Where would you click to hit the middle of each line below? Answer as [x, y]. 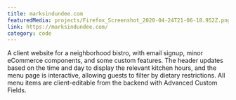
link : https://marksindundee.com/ [58, 27]
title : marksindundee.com [45, 14]
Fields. [17, 90]
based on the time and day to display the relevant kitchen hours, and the [112, 68]
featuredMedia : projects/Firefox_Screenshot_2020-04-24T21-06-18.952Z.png [119, 20]
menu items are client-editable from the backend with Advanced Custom [112, 83]
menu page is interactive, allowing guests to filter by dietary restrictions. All [116, 76]
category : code [29, 33]
